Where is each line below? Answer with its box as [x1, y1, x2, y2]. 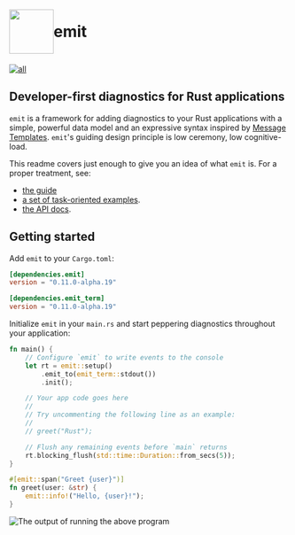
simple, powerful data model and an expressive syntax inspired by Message [9, 122, 286, 133]
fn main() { [9, 345, 53, 354]
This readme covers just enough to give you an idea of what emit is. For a [9, 158, 277, 168]
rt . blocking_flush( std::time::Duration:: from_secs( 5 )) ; [25, 451, 237, 460]
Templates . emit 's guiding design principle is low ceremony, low [9, 131, 243, 142]
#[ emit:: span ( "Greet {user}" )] [9, 475, 125, 485]
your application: [9, 328, 71, 338]
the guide [21, 184, 58, 195]
